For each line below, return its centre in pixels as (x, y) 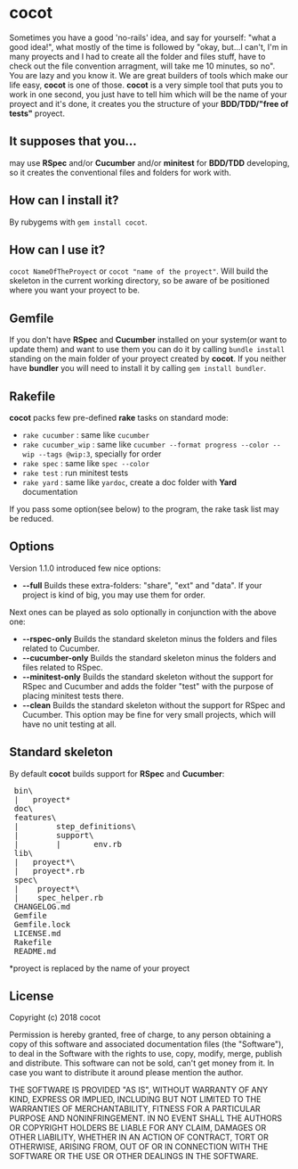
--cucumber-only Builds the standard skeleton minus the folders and (149, 657)
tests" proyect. (37, 113)
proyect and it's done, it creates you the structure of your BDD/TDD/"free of (149, 103)
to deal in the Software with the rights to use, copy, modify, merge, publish (146, 1054)
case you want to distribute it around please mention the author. (126, 1073)
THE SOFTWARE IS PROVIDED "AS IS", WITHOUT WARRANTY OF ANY (139, 1090)
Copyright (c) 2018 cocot (55, 1017)
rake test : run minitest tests (75, 473)
